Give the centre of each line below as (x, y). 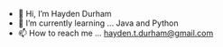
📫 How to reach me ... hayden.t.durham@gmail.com (116, 33)
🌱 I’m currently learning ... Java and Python (98, 23)
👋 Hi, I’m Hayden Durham (65, 14)
